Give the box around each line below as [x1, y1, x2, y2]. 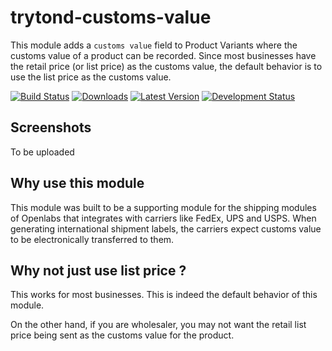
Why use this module [10, 175, 145, 192]
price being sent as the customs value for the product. [10, 329, 235, 341]
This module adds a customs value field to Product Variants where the [10, 39, 298, 51]
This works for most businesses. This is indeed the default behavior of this [10, 289, 318, 301]
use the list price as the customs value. [10, 71, 172, 83]
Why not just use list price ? [10, 262, 187, 279]
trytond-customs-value [10, 6, 212, 29]
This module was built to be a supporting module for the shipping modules [10, 201, 317, 213]
